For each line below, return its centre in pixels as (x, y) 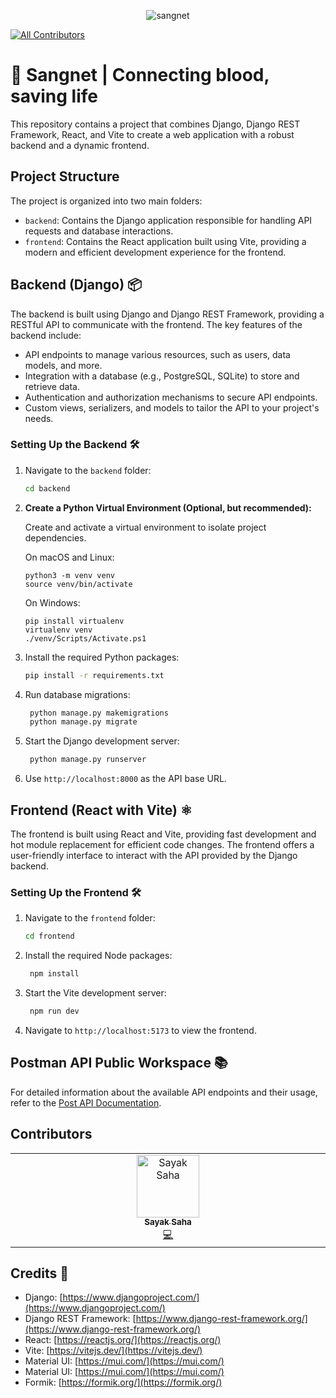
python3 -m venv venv (69, 575)
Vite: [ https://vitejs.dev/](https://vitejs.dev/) (113, 1351)
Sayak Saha (168, 1222)
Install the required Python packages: (102, 657)
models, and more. (63, 365)
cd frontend (49, 936)
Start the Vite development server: (95, 993)
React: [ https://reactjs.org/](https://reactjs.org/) (123, 1340)
